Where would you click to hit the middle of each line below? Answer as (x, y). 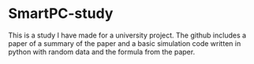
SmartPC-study (61, 14)
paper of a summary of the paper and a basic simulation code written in (125, 43)
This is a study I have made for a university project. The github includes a (127, 35)
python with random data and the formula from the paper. (102, 52)
